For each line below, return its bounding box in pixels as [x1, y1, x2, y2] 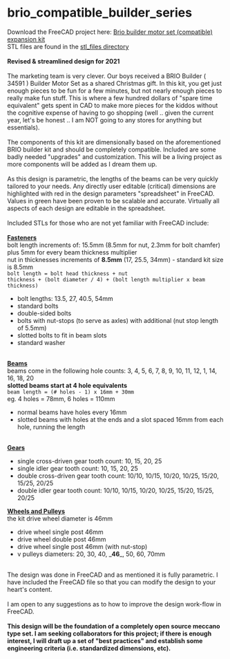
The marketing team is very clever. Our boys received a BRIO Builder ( [7, 71, 207, 80]
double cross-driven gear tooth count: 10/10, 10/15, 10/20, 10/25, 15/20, [17, 472, 220, 480]
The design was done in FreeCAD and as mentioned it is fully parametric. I [7, 570, 218, 579]
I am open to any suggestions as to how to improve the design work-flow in [7, 600, 222, 608]
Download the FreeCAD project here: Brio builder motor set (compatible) [7, 28, 213, 36]
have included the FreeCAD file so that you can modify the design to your [7, 577, 216, 586]
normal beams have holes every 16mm [17, 408, 127, 416]
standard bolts [17, 301, 59, 310]
